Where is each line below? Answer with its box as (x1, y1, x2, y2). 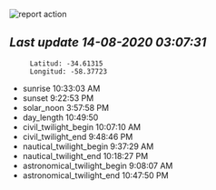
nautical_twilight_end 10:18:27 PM (22, 150, 149, 161)
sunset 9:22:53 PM (22, 92, 94, 104)
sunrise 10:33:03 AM (22, 83, 101, 94)
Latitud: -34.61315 (29, 59, 103, 68)
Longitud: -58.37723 (29, 66, 107, 76)
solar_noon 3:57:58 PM (22, 102, 110, 113)
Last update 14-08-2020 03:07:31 (9, 35, 207, 50)
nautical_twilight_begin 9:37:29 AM (22, 141, 154, 152)
